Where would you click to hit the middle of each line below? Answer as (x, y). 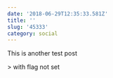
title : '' (22, 20)
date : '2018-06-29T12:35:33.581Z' (58, 14)
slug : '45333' (28, 27)
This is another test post (42, 53)
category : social (33, 33)
